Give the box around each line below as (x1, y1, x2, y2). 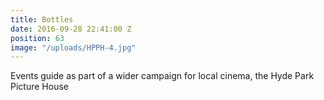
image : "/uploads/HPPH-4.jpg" (10, 42, 137, 53)
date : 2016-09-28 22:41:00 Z (10, 24, 132, 34)
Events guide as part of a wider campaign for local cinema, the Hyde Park (10, 70, 315, 82)
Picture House (10, 81, 69, 93)
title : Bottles (10, 14, 74, 25)
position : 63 (10, 33, 65, 43)
